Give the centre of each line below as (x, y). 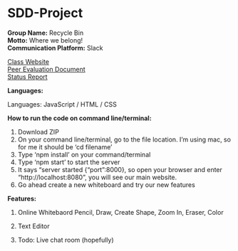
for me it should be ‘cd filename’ (65, 146)
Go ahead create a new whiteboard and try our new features (107, 185)
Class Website (29, 61)
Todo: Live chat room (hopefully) (66, 240)
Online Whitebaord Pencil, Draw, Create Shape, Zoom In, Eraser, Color (120, 212)
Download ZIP (38, 132)
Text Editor (33, 226)
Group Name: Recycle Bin (46, 33)
